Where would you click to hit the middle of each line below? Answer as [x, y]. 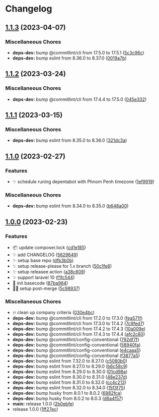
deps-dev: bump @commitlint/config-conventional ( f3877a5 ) [76, 355]
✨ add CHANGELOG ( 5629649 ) [45, 255]
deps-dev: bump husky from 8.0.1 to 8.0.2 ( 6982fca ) [67, 393]
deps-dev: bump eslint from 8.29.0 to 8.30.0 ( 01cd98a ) [70, 372]
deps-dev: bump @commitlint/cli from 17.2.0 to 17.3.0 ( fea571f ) [77, 318]
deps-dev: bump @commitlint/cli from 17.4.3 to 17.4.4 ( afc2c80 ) [79, 334]
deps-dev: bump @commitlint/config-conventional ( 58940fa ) [76, 345]
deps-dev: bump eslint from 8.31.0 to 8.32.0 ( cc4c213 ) [69, 382]
